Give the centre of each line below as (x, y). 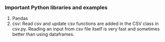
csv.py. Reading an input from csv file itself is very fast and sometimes (86, 29)
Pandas (20, 18)
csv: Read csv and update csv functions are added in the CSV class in (85, 23)
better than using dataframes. (43, 34)
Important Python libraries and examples (56, 7)
